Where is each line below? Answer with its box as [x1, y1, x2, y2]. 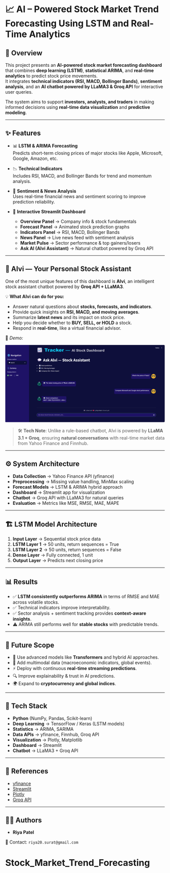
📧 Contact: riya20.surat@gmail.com [5, 839, 78, 845]
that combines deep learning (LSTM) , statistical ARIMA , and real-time [5, 67, 154, 73]
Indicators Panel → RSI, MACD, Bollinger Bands [20, 229, 120, 235]
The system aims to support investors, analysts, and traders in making [5, 99, 154, 105]
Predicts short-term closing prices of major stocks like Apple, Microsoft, [12, 150, 163, 156]
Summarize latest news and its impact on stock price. [12, 314, 125, 320]
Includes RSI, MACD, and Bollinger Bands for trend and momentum [12, 173, 152, 179]
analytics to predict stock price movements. [5, 73, 98, 78]
